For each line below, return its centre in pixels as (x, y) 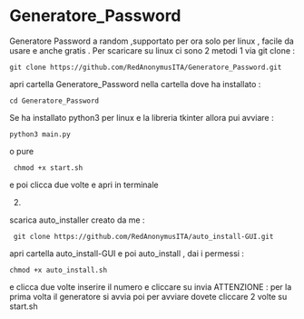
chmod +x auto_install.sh (58, 270)
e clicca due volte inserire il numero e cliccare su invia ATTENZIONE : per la (151, 286)
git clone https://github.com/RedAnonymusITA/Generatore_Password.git (146, 67)
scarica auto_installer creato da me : (77, 220)
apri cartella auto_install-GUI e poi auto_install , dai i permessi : (127, 253)
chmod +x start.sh (48, 168)
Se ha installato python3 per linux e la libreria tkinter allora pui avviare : (142, 117)
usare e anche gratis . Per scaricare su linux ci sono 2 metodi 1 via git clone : (152, 50)
